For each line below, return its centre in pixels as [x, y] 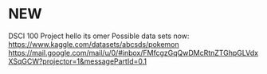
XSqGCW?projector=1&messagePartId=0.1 [78, 61]
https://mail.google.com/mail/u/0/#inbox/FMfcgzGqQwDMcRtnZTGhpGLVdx [133, 53]
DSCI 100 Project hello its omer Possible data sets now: [99, 36]
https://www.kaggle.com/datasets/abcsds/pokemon [94, 44]
